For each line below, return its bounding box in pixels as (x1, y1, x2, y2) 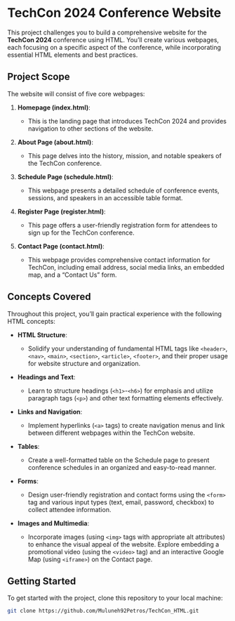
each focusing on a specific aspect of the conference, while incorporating (7, 43, 222, 51)
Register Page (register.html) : (17, 207, 107, 216)
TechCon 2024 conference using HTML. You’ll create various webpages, (7, 35, 220, 44)
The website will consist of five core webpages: (7, 89, 145, 98)
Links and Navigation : (17, 407, 83, 416)
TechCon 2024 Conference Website (7, 5, 222, 21)
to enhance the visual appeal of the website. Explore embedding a (27, 540, 220, 549)
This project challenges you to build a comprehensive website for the (7, 28, 207, 37)
